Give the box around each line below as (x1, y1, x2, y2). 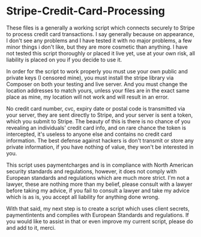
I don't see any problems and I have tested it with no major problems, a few (6, 37, 192, 44)
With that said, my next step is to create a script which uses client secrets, (6, 205, 190, 212)
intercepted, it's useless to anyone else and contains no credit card (6, 131, 172, 138)
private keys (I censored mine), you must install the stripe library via (6, 74, 174, 81)
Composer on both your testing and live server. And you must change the (6, 80, 188, 88)
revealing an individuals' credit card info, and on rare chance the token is (6, 124, 187, 131)
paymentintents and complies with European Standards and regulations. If (6, 211, 189, 218)
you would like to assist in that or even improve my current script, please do (6, 218, 193, 225)
